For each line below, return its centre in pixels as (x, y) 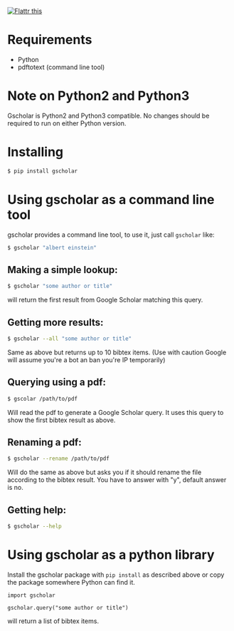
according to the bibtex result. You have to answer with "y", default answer (117, 480)
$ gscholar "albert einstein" (52, 247)
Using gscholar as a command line (111, 199)
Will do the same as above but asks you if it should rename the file (105, 472)
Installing (36, 152)
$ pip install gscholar (43, 171)
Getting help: (37, 510)
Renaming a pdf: (44, 442)
